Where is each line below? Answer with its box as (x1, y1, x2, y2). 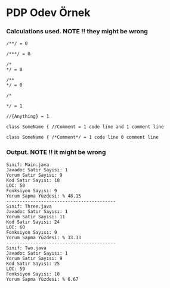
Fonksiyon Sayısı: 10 (6, 271, 60, 277)
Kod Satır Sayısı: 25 (6, 261, 60, 267)
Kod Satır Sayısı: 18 (6, 177, 60, 183)
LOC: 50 (6, 182, 26, 189)
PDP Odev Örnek (6, 6, 91, 20)
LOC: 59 (6, 265, 26, 272)
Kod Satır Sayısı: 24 (6, 219, 60, 225)
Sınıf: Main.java (6, 161, 50, 168)
